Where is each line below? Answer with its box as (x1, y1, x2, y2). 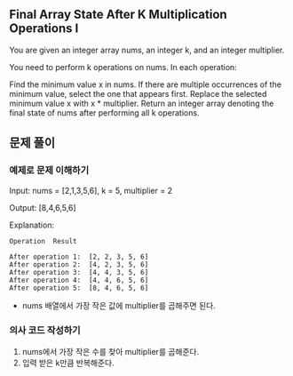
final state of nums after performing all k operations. (9, 107, 200, 118)
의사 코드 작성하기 (9, 324, 82, 337)
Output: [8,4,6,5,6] (9, 202, 77, 212)
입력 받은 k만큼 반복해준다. (21, 357, 115, 368)
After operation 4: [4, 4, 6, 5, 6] (9, 276, 149, 284)
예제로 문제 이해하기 (9, 164, 90, 177)
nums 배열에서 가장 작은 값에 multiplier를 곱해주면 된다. (21, 300, 216, 310)
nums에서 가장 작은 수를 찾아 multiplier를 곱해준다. (21, 346, 200, 356)
